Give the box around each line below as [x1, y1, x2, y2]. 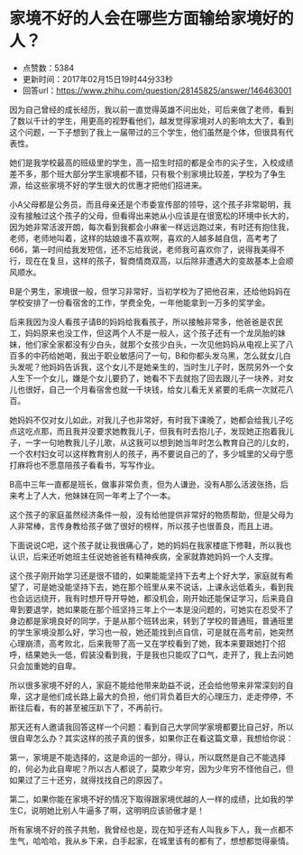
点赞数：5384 [22, 62, 75, 73]
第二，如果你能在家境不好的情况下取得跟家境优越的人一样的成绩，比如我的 [9, 794, 286, 804]
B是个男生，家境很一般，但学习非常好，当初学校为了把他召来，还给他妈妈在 [9, 285, 291, 296]
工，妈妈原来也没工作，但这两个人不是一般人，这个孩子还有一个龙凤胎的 [9, 327, 278, 339]
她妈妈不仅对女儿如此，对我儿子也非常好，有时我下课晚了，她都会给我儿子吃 [9, 414, 294, 425]
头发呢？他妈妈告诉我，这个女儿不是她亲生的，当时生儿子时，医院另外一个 [9, 361, 286, 372]
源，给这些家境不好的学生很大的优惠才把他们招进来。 [9, 180, 207, 191]
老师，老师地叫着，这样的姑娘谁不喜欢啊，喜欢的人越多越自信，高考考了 [9, 232, 278, 244]
